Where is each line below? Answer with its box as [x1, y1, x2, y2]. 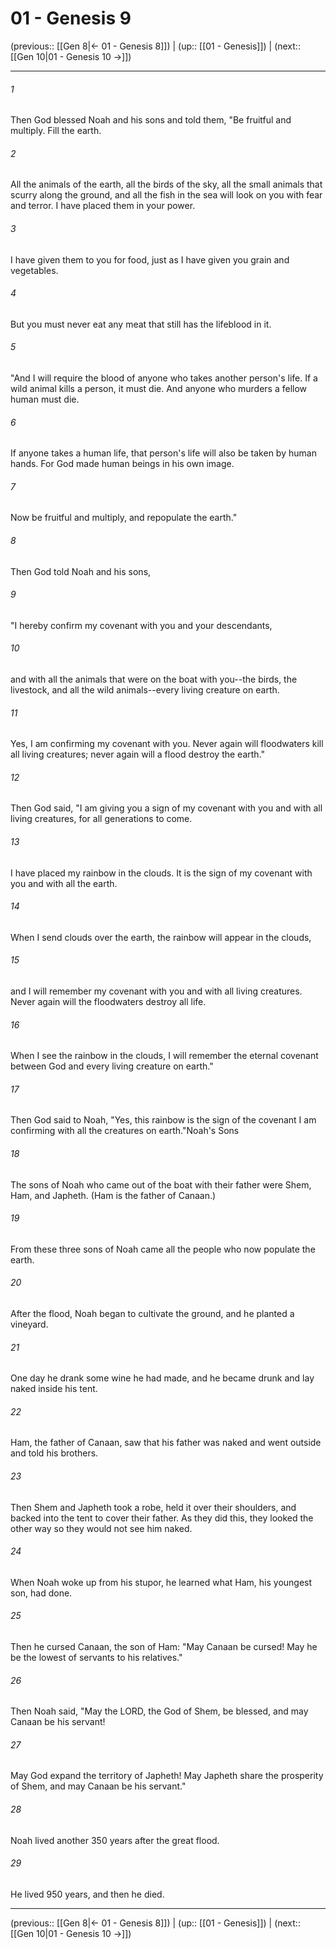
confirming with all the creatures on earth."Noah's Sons [10, 1125, 240, 1137]
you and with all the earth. [10, 877, 118, 889]
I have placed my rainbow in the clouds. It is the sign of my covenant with [10, 867, 313, 879]
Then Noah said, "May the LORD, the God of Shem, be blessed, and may [10, 1705, 309, 1717]
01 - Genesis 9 [10, 7, 132, 30]
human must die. [10, 393, 80, 405]
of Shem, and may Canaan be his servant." [10, 1780, 187, 1792]
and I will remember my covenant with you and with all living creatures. [10, 985, 303, 997]
